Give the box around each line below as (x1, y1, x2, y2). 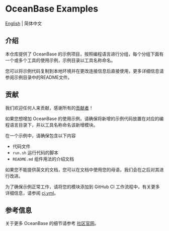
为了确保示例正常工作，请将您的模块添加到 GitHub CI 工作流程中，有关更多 (5, 184, 160, 190)
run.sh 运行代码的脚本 (12, 149, 59, 155)
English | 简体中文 (5, 20, 42, 26)
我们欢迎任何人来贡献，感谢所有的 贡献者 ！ (5, 104, 94, 111)
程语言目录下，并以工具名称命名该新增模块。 (5, 122, 98, 128)
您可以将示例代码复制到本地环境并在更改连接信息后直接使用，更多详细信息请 (5, 68, 164, 74)
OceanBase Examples (5, 3, 99, 15)
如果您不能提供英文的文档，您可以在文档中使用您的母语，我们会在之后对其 (5, 166, 159, 172)
